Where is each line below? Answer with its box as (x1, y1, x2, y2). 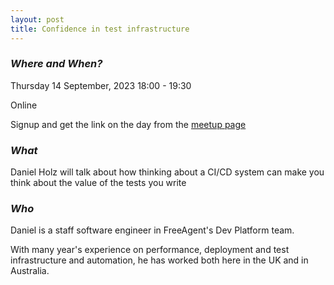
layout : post (10, 14, 65, 25)
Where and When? (10, 57, 103, 71)
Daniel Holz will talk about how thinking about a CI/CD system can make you (10, 166, 325, 178)
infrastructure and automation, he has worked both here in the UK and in (10, 254, 309, 266)
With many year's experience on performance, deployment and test (10, 244, 290, 256)
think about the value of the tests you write (10, 177, 187, 189)
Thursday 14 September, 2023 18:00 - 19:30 (10, 79, 192, 91)
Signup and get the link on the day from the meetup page (10, 118, 247, 130)
